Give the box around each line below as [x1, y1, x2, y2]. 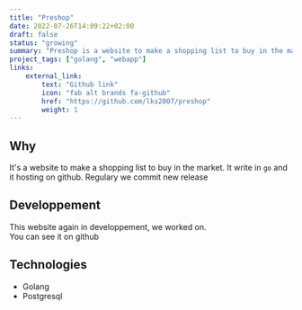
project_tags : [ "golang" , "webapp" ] [9, 55, 147, 64]
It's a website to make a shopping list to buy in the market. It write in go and [9, 163, 288, 173]
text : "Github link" [41, 80, 119, 89]
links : [9, 64, 34, 73]
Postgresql [22, 290, 63, 301]
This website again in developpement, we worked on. [9, 221, 207, 232]
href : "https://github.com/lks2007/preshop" [41, 96, 211, 106]
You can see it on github [9, 231, 100, 242]
